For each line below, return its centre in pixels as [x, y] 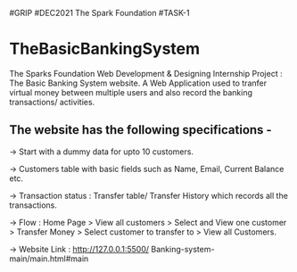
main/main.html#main [49, 259]
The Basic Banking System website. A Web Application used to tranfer [138, 83]
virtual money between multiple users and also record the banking [131, 92]
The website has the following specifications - [140, 130]
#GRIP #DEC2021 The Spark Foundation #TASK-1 [99, 13]
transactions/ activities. [52, 102]
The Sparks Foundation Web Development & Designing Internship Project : [146, 73]
